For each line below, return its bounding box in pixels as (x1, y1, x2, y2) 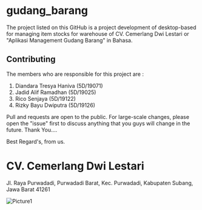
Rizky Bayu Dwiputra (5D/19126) (15, 101, 96, 109)
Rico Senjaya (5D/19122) (15, 95, 76, 102)
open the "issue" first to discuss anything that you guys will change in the (6, 120, 190, 127)
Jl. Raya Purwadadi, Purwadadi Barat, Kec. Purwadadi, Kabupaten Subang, (6, 179, 194, 186)
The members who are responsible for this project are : (6, 70, 144, 78)
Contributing (6, 54, 56, 64)
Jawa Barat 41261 (6, 186, 50, 193)
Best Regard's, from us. (6, 138, 66, 145)
